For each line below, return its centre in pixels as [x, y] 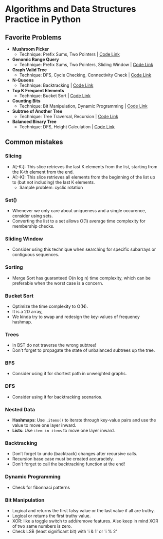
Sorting [14, 267]
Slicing [13, 156]
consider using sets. [32, 216]
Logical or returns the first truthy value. [51, 516]
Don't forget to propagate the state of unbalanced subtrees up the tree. [83, 350]
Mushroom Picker [30, 49]
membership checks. [33, 226]
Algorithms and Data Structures [71, 9]
